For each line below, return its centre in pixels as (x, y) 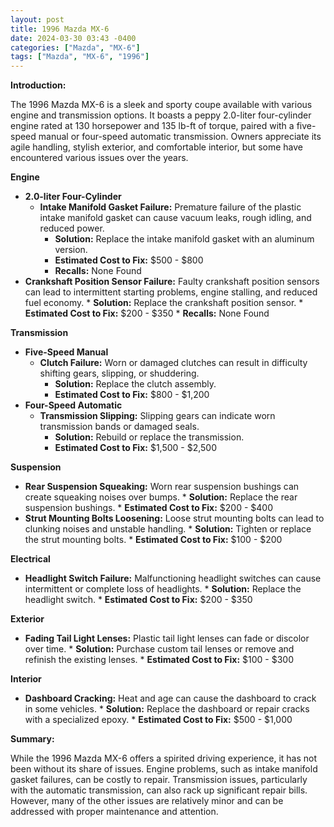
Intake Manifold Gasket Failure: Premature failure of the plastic (170, 207)
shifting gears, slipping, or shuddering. (119, 373)
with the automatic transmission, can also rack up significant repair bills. (159, 790)
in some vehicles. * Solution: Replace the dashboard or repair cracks (167, 709)
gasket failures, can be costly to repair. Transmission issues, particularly (159, 780)
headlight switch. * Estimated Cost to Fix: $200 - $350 (138, 600)
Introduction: (38, 85)
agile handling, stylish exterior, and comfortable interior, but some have (156, 147)
